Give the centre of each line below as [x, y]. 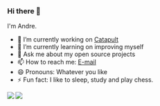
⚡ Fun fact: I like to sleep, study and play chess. [85, 80]
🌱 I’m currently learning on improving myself [80, 47]
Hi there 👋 [24, 11]
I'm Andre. [22, 26]
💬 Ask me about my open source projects [76, 54]
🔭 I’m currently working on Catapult [68, 39]
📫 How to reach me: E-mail [57, 62]
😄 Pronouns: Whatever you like [62, 72]
